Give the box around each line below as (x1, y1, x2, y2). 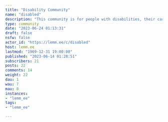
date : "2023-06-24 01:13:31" (5, 26, 66, 31)
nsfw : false (5, 35, 30, 40)
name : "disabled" (5, 12, 41, 17)
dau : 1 (5, 77, 19, 82)
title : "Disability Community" (5, 7, 70, 12)
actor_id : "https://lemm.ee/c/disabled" (5, 40, 91, 45)
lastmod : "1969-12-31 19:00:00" (5, 49, 72, 54)
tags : (5, 100, 16, 105)
